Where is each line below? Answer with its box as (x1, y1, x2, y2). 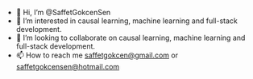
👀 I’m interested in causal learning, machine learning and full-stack (15, 16, 238, 26)
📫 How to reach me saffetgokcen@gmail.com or (15, 50, 179, 60)
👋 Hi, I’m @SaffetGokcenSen (15, 8, 111, 17)
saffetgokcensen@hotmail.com (15, 62, 120, 71)
